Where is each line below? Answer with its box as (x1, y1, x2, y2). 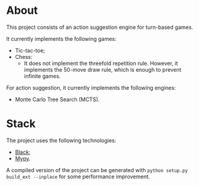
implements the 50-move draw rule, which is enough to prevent (23, 66, 182, 73)
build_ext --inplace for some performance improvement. (6, 173, 150, 180)
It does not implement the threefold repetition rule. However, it (23, 60, 179, 67)
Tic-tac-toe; (14, 46, 45, 54)
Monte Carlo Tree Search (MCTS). (14, 96, 100, 103)
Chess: (14, 53, 33, 60)
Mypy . (14, 155, 31, 162)
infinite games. (23, 72, 61, 79)
